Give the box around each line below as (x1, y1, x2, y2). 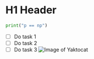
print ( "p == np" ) (5, 23, 48, 28)
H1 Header (5, 3, 57, 17)
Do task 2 (13, 39, 37, 46)
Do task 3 (13, 46, 37, 53)
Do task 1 (13, 33, 36, 40)
